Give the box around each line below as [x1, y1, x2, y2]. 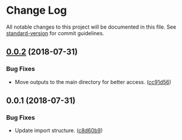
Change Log [6, 4, 67, 17]
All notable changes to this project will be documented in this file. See [6, 23, 177, 30]
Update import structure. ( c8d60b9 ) [14, 127, 103, 134]
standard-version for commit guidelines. [6, 29, 104, 36]
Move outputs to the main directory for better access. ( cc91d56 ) [14, 78, 172, 85]
